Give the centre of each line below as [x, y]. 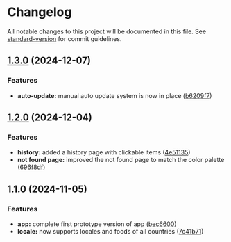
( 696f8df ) [31, 167]
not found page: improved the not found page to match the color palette [121, 160]
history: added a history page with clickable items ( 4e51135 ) [104, 152]
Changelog [40, 12]
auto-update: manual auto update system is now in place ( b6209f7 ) [114, 95]
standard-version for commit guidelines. [65, 38]
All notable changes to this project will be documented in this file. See [107, 31]
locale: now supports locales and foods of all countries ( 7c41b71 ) [110, 231]
